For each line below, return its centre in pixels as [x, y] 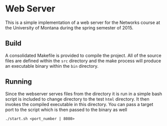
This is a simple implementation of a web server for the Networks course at [83, 22]
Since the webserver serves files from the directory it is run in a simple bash [84, 94]
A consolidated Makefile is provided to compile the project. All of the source [83, 55]
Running [19, 82]
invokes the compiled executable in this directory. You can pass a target [79, 104]
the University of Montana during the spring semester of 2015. [69, 27]
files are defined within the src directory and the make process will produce [83, 61]
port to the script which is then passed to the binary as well [66, 110]
